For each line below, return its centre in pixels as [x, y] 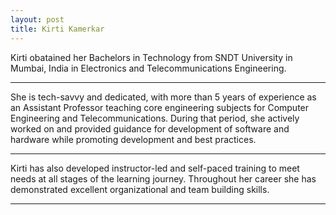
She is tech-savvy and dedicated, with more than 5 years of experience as [163, 97]
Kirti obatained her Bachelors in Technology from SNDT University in [151, 57]
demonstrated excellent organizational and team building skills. [140, 189]
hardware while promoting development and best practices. [133, 139]
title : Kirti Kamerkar [57, 29]
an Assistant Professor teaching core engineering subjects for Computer [160, 107]
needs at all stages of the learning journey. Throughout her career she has [163, 178]
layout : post [37, 19]
